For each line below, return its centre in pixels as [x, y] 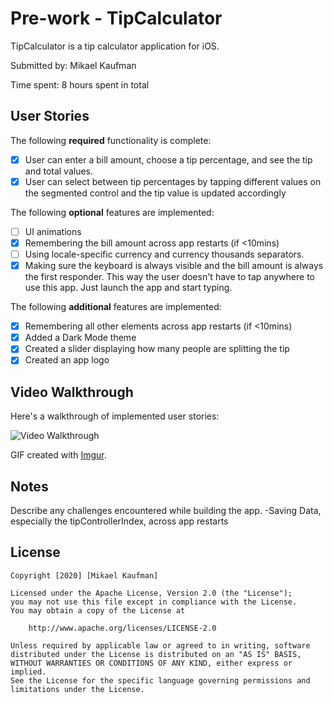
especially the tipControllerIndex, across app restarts [119, 521]
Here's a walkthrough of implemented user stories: [115, 416]
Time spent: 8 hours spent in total [80, 84]
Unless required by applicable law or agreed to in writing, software [160, 645]
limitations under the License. [77, 689]
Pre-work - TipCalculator [116, 18]
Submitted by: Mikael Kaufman [73, 65]
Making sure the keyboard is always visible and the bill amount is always [174, 266]
